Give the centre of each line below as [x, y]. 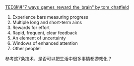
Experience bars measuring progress [50, 17]
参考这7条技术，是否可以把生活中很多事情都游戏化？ [59, 59]
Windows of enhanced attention [45, 43]
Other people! [27, 49]
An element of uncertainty [39, 38]
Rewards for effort [31, 28]
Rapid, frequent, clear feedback [45, 33]
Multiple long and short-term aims [47, 22]
